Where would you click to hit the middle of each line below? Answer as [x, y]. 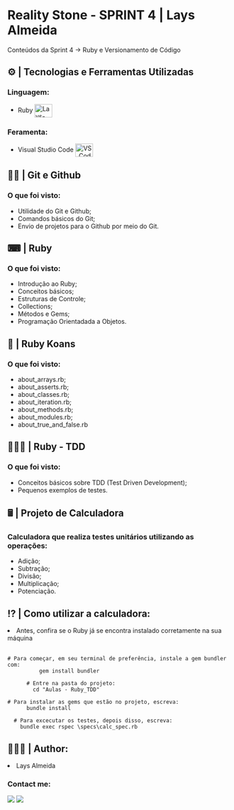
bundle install [49, 709]
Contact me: [29, 784]
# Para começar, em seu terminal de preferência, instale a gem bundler [117, 659]
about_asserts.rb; [43, 387]
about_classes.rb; [43, 394]
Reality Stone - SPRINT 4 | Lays [101, 15]
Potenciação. [37, 591]
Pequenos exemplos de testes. [62, 490]
